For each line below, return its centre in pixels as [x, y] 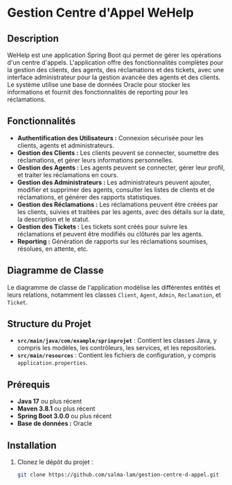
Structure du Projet [49, 324]
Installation [32, 445]
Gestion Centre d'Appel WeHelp [100, 13]
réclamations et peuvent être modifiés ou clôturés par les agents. [110, 233]
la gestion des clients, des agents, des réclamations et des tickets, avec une [116, 70]
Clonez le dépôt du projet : [55, 462]
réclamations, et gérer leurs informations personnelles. [95, 160]
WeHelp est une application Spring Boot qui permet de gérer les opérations [114, 55]
